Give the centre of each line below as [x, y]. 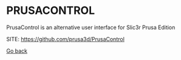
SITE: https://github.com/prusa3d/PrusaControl [65, 39]
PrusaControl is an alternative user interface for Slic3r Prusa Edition [91, 27]
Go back [17, 51]
